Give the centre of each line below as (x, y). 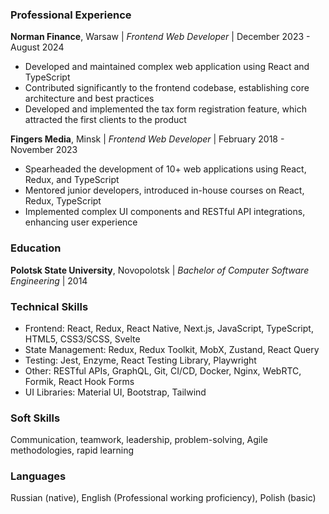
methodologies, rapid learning (72, 450)
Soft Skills (35, 418)
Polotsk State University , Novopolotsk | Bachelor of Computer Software (160, 270)
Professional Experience (71, 15)
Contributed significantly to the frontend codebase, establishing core (167, 88)
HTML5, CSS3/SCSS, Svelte (82, 339)
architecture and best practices (89, 99)
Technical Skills (49, 306)
